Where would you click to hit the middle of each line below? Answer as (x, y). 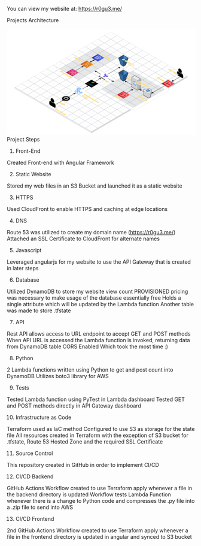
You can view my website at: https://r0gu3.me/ (64, 9)
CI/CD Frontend (35, 518)
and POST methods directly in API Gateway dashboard (74, 405)
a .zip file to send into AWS (40, 507)
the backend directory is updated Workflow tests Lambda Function (89, 494)
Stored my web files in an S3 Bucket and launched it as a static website (95, 186)
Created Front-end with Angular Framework (60, 162)
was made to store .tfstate (39, 310)
